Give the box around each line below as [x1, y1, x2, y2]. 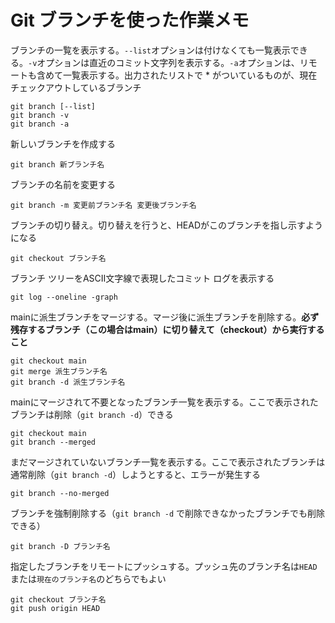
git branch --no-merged [10, 488, 110, 498]
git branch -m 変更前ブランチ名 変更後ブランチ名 [10, 200, 197, 210]
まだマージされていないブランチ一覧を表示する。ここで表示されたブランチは [10, 456, 326, 468]
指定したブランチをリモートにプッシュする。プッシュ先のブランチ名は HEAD [10, 560, 318, 572]
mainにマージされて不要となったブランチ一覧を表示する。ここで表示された [10, 396, 319, 408]
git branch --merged [10, 437, 97, 447]
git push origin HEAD [10, 603, 101, 613]
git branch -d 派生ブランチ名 [10, 377, 126, 387]
